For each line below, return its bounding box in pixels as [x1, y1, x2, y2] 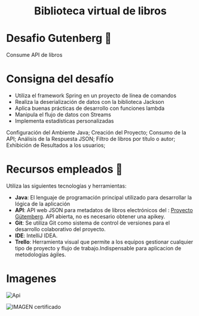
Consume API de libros [6, 51, 63, 59]
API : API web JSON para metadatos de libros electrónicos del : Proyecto [14, 207, 193, 213]
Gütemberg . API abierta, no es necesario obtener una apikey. [14, 213, 166, 220]
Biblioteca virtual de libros [33, 4, 167, 18]
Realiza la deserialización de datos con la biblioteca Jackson [14, 99, 164, 106]
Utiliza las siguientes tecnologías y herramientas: [6, 182, 127, 189]
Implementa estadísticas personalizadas [14, 118, 114, 125]
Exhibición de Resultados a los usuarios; [6, 142, 106, 149]
